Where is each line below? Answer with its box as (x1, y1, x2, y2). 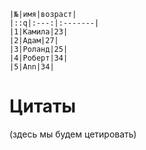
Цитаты (9, 95, 77, 118)
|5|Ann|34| (9, 62, 55, 72)
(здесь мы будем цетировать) (9, 128, 137, 140)
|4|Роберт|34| (9, 53, 69, 63)
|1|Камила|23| (9, 27, 69, 37)
